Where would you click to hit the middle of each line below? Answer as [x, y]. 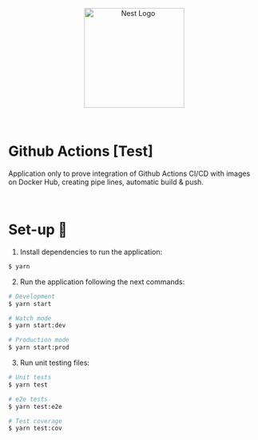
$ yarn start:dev [37, 326]
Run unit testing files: [55, 363]
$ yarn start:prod [39, 347]
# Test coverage [35, 421]
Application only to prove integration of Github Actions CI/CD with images [129, 173]
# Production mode [39, 340]
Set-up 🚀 [38, 230]
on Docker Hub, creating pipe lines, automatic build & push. [106, 182]
